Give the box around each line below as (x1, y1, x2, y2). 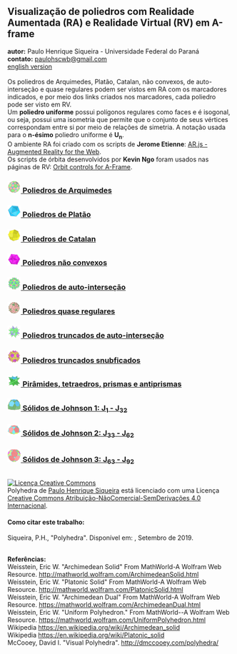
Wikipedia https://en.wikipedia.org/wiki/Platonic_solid (7, 631, 165, 640)
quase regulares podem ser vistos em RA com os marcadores (45, 85, 227, 94)
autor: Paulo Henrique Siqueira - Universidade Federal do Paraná (7, 46, 200, 56)
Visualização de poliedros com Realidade (7, 6, 195, 18)
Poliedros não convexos (22, 258, 108, 268)
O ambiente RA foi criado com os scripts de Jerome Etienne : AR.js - (7, 139, 208, 149)
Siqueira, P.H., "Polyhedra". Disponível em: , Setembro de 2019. (7, 533, 194, 542)
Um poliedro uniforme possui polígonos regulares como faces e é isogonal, (7, 107, 231, 116)
